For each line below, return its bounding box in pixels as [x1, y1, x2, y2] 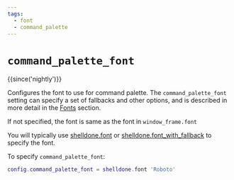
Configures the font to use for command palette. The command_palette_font [7, 89, 227, 97]
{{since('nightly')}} [7, 75, 62, 84]
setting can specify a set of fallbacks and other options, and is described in [7, 96, 228, 105]
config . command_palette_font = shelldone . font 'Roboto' [7, 166, 176, 174]
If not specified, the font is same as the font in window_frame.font [7, 118, 197, 126]
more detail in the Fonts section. [7, 103, 101, 112]
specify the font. [7, 139, 55, 147]
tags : [7, 10, 23, 18]
